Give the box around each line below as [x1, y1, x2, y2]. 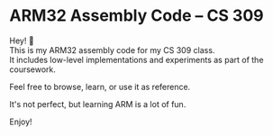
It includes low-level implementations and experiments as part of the [9, 54, 264, 65]
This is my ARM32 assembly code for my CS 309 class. [9, 44, 215, 55]
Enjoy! [9, 116, 33, 127]
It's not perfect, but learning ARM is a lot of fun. [9, 98, 187, 109]
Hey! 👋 [9, 35, 34, 46]
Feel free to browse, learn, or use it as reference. [9, 81, 191, 92]
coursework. [9, 64, 57, 75]
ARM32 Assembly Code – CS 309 [9, 5, 264, 26]
